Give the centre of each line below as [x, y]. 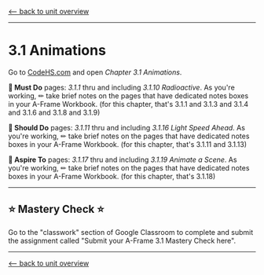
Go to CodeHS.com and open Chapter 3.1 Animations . [95, 72]
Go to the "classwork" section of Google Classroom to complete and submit [131, 232]
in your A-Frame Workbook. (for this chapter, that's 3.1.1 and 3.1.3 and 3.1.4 [128, 104]
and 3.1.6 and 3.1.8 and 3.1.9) [54, 112]
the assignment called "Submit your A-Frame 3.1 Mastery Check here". [122, 240]
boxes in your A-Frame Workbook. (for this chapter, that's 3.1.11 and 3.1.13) [128, 144]
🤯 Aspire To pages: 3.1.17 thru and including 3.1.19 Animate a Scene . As [123, 159]
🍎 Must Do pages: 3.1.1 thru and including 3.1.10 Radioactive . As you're [122, 87]
